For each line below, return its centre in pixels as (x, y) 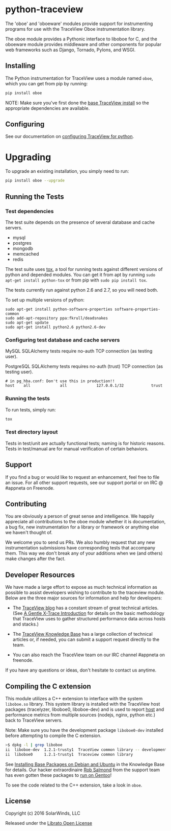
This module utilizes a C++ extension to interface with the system (74, 698)
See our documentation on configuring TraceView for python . (69, 136)
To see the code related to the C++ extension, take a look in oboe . (74, 785)
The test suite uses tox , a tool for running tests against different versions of (84, 269)
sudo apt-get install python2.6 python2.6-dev (55, 327)
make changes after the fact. (35, 559)
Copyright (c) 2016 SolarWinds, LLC (43, 813)
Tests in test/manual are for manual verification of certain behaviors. (77, 449)
